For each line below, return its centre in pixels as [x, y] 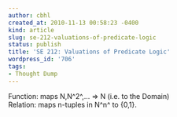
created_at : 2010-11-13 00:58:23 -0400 [74, 23]
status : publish [35, 45]
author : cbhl [29, 15]
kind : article [31, 30]
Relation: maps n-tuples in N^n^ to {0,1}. [73, 104]
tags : [17, 67]
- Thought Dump [33, 74]
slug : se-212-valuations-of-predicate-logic [82, 37]
